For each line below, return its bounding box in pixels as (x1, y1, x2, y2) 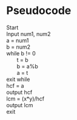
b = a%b (16, 62, 38, 70)
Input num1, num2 (6, 30, 51, 37)
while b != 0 (6, 49, 36, 57)
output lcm (6, 101, 33, 108)
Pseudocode (6, 4, 72, 18)
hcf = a (6, 82, 24, 89)
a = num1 (6, 37, 29, 44)
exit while (6, 76, 30, 83)
